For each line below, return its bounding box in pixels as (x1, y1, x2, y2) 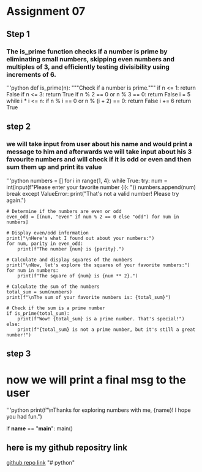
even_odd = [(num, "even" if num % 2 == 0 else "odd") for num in (6, 214, 179, 220)
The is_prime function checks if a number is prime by (6, 47, 168, 56)
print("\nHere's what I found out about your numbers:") (6, 235, 155, 241)
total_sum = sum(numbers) (6, 288, 72, 295)
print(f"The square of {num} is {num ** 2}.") (17, 273, 138, 279)
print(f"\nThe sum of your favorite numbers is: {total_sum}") (6, 294, 171, 300)
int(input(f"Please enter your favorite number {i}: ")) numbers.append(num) (6, 183, 196, 191)
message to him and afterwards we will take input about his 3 (6, 147, 192, 156)
